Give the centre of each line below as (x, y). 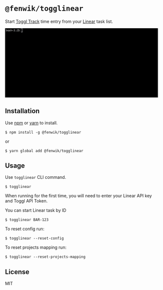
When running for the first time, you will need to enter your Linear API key (78, 196)
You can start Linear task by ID (36, 210)
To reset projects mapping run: (36, 247)
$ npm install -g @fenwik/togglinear (43, 132)
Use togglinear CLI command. (36, 177)
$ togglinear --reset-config (34, 239)
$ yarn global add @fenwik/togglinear (44, 151)
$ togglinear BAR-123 (27, 220)
